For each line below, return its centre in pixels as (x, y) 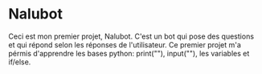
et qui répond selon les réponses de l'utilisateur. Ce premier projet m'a (125, 44)
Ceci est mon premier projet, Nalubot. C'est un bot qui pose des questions (131, 36)
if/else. (20, 62)
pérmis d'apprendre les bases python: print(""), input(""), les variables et (129, 53)
